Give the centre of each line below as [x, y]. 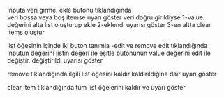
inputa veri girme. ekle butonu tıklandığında [69, 10]
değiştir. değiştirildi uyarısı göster [55, 60]
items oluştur [26, 32]
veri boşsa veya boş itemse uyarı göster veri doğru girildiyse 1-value [105, 17]
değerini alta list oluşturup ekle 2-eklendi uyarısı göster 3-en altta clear [109, 25]
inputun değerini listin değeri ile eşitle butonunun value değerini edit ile [109, 53]
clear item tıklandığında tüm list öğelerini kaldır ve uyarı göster [97, 87]
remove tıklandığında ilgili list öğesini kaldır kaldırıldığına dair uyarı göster [112, 74]
